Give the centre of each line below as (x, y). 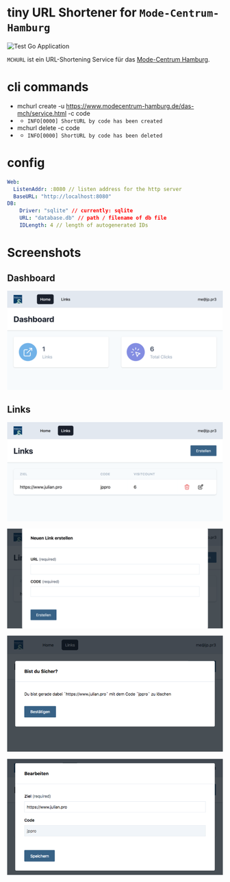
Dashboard (31, 278)
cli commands (48, 87)
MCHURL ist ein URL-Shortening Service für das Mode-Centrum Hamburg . (108, 59)
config (26, 163)
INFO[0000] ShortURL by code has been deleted (95, 136)
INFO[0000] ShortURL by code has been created (95, 121)
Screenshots (44, 253)
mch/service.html (42, 113)
